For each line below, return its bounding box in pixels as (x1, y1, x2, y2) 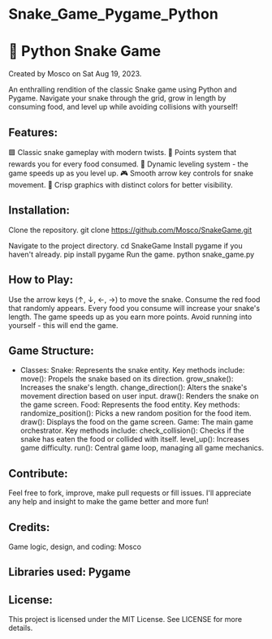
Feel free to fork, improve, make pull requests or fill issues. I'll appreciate (8, 488, 252, 498)
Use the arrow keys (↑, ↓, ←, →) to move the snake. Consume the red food (8, 294, 261, 304)
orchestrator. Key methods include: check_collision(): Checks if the (19, 425, 245, 435)
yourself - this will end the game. (8, 320, 119, 330)
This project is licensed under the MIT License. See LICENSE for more (8, 615, 242, 624)
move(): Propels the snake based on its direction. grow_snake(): (19, 374, 234, 384)
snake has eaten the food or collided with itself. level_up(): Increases (19, 434, 250, 444)
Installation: (8, 204, 71, 218)
